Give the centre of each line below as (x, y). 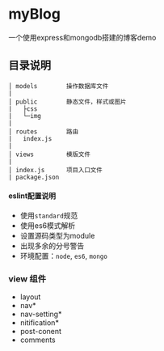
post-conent (41, 332)
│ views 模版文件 (50, 154)
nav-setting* (41, 314)
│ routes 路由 (44, 131)
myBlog (34, 14)
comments (38, 340)
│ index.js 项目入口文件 (55, 170)
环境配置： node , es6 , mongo (63, 256)
